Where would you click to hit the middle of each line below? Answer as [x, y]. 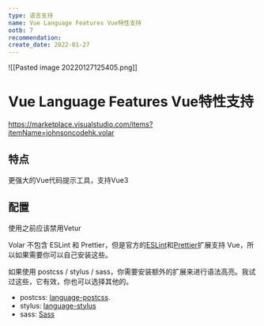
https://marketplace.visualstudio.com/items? [81, 124]
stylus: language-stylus [58, 305]
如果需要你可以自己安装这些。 [63, 255]
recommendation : [35, 38]
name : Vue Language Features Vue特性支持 [75, 23]
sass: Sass [37, 314]
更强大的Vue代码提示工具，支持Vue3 [68, 180]
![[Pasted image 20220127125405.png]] [73, 67]
